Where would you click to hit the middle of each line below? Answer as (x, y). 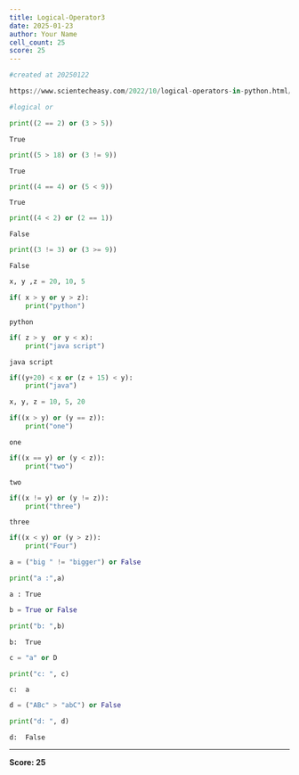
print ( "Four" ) (51, 546)
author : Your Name (43, 34)
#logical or (31, 107)
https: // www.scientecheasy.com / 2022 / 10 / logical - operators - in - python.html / (151, 91)
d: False (28, 738)
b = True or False (43, 610)
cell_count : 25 (37, 42)
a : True (25, 594)
